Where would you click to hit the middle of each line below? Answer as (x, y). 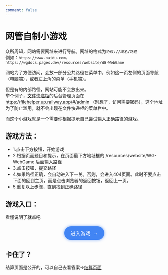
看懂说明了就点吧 (23, 217)
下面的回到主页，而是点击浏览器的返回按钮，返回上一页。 (72, 181)
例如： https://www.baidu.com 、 (38, 57)
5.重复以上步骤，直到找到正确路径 (47, 187)
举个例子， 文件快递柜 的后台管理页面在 (45, 95)
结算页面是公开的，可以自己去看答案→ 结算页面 (53, 267)
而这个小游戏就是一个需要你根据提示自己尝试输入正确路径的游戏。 (73, 119)
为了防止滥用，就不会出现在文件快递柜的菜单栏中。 (58, 108)
